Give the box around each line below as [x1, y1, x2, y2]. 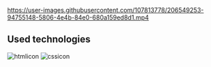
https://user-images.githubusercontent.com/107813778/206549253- [7, 6, 204, 14]
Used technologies [7, 33, 91, 45]
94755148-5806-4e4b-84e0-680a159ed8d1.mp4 [7, 13, 150, 22]
